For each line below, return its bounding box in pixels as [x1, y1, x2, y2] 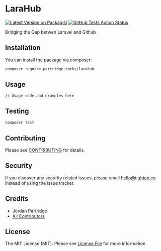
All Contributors [12, 213, 45, 219]
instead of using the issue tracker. [5, 180, 75, 186]
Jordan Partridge [12, 208, 47, 214]
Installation [5, 43, 41, 52]
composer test [5, 120, 35, 125]
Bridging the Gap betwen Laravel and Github [5, 29, 96, 35]
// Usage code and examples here [5, 93, 75, 99]
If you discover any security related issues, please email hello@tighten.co [5, 175, 156, 181]
